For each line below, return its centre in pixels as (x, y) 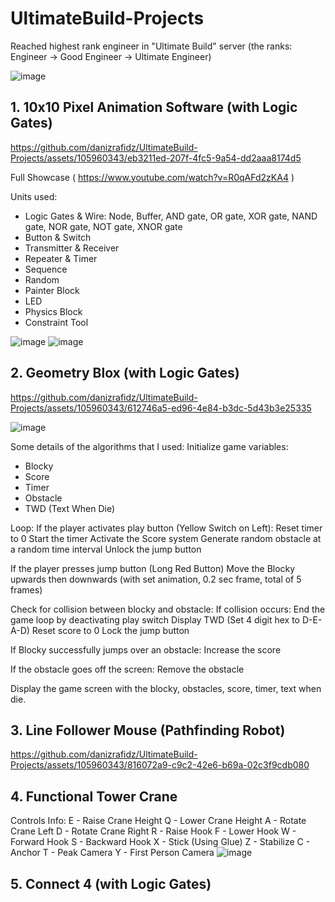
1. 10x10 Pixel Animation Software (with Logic (154, 107)
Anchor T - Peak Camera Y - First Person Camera (112, 853)
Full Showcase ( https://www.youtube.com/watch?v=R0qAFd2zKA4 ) (152, 177)
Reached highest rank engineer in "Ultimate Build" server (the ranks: (151, 46)
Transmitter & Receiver (72, 248)
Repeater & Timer (61, 258)
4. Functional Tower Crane (94, 796)
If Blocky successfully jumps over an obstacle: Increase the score (146, 649)
